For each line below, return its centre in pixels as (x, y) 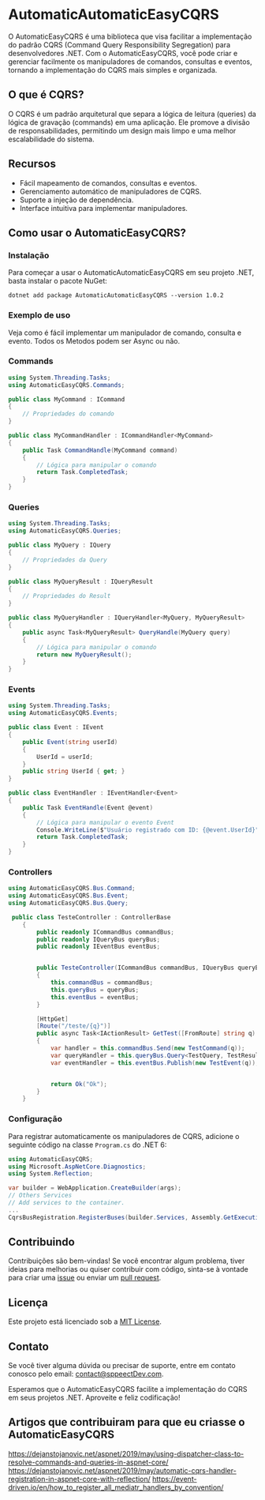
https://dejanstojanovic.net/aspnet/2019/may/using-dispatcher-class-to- (126, 1453)
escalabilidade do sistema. (51, 139)
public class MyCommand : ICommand (67, 399)
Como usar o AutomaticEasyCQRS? (97, 233)
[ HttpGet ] (52, 1019)
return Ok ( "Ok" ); (79, 1084)
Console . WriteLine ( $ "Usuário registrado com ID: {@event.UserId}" (148, 830)
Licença (28, 1302)
